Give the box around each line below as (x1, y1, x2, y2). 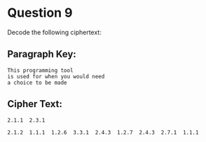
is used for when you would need (7, 73, 105, 80)
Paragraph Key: (7, 48, 77, 60)
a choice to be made (7, 79, 68, 86)
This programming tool (7, 66, 74, 74)
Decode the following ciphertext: (7, 28, 102, 36)
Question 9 (7, 5, 73, 21)
